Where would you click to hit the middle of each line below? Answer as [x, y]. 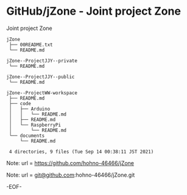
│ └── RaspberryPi [35, 125]
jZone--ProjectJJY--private [42, 61]
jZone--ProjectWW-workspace [42, 93]
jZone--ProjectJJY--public [41, 77]
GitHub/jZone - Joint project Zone [94, 11]
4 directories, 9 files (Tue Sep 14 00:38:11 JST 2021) [81, 152]
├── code [20, 103]
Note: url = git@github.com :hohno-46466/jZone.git [71, 175]
